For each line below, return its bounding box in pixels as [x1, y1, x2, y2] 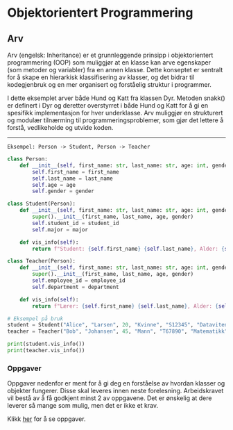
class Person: [7, 156, 49, 163]
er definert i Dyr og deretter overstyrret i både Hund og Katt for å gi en [7, 101, 209, 109]
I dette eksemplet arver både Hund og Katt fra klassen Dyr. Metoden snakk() [7, 94, 225, 102]
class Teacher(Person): [7, 258, 76, 265]
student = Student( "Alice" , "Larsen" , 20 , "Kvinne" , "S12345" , [7, 322, 194, 329]
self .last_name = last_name [32, 175, 113, 182]
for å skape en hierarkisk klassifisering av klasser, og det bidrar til [7, 73, 195, 81]
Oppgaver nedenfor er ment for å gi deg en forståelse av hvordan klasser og [7, 379, 225, 388]
